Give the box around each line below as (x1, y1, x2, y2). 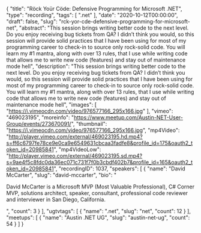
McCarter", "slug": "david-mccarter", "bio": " (6, 172, 117, 178)
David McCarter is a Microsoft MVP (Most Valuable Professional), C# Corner (6, 183, 195, 190)
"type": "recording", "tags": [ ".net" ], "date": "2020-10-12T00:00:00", (6, 11, 178, 19)
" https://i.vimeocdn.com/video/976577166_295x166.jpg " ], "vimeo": (6, 108, 173, 114)
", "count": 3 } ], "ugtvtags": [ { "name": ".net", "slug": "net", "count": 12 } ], (6, 208, 191, 214)
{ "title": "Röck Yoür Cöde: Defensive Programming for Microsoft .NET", (6, 5, 182, 12)
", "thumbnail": (71, 120, 107, 127)
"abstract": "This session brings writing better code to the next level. (19, 24, 189, 31)
